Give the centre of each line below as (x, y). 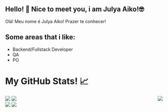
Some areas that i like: (40, 37)
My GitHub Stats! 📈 (47, 81)
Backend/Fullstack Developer (43, 49)
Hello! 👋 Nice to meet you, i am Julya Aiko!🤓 (75, 9)
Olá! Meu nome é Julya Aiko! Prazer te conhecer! (56, 21)
